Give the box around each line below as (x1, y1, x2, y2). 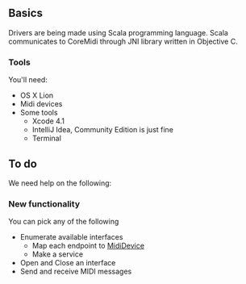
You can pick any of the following (8, 217, 119, 227)
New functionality (8, 198, 81, 209)
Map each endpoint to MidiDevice (31, 241, 145, 251)
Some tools (19, 108, 58, 118)
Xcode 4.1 (31, 116, 65, 126)
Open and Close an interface (19, 258, 116, 268)
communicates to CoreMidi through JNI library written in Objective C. (8, 36, 238, 46)
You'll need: (8, 75, 48, 85)
